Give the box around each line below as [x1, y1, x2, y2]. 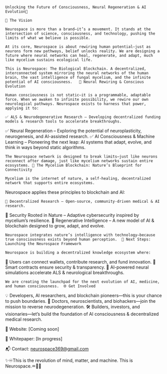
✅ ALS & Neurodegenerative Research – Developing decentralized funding [5, 114, 161, 119]
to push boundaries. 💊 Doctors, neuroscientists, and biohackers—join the [5, 298, 156, 304]
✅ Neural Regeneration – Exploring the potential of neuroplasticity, [5, 128, 142, 134]
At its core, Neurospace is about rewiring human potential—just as [5, 44, 151, 49]
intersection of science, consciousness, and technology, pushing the [5, 31, 155, 36]
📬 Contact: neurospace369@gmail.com [5, 346, 89, 351]
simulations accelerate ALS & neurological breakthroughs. [5, 270, 124, 276]
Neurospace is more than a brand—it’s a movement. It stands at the [5, 27, 151, 32]
